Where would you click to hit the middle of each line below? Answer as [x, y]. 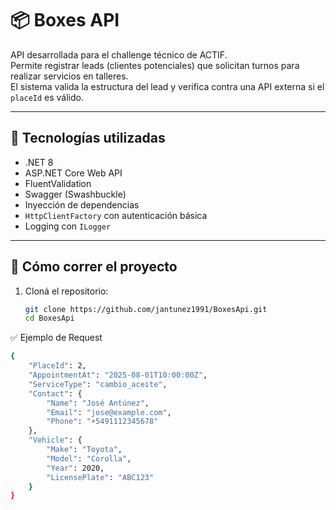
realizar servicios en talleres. [69, 76]
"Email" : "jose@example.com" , [109, 412]
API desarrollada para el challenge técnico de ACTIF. [119, 54]
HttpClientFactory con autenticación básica [116, 215]
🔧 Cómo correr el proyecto [94, 267]
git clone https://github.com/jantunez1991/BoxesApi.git [146, 309]
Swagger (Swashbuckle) [75, 194]
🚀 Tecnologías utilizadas [88, 138]
